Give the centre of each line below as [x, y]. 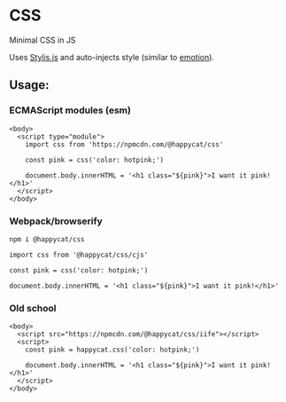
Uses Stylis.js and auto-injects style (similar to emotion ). [112, 57]
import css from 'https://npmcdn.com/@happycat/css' [124, 144]
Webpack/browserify [56, 221]
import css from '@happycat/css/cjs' [79, 255]
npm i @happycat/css [47, 239]
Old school [33, 308]
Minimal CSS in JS [43, 40]
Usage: [30, 85]
